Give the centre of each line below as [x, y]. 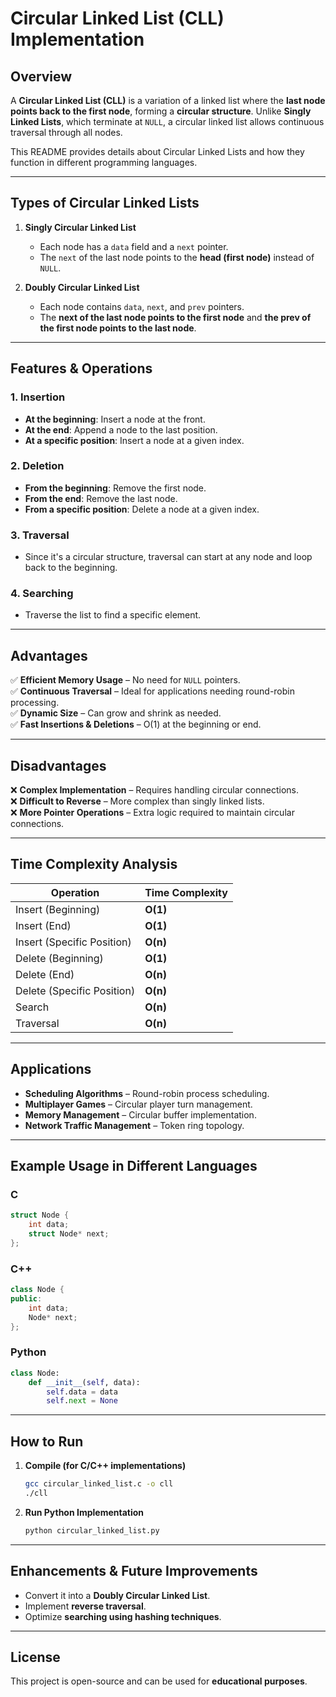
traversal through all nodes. [66, 132]
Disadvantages [58, 765]
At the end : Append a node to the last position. [121, 429]
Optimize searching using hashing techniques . [123, 1616]
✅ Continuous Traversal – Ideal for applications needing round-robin [153, 691]
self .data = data [82, 1392]
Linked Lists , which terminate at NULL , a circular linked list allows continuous [167, 121]
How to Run [47, 1441]
